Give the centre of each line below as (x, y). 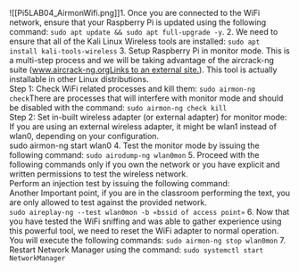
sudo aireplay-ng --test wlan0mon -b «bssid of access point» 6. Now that (149, 212)
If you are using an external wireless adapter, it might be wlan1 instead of (143, 127)
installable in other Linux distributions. (79, 79)
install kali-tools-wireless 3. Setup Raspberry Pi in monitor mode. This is (149, 51)
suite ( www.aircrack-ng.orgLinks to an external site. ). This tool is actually (143, 70)
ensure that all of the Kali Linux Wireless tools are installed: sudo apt (135, 41)
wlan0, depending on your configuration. (84, 136)
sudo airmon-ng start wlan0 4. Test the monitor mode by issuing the (135, 145)
